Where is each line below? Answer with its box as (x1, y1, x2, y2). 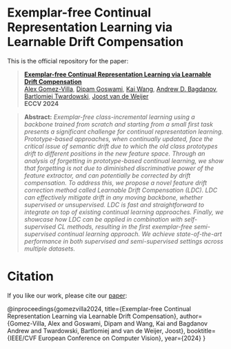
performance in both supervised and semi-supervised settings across (23, 237, 224, 245)
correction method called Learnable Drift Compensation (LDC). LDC (23, 186, 218, 194)
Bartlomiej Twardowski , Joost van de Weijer (23, 92, 149, 101)
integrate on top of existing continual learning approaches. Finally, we (23, 208, 224, 216)
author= (179, 312, 203, 320)
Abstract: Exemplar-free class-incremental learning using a (23, 112, 195, 121)
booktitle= (187, 326, 216, 335)
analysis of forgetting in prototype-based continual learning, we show (23, 156, 224, 165)
